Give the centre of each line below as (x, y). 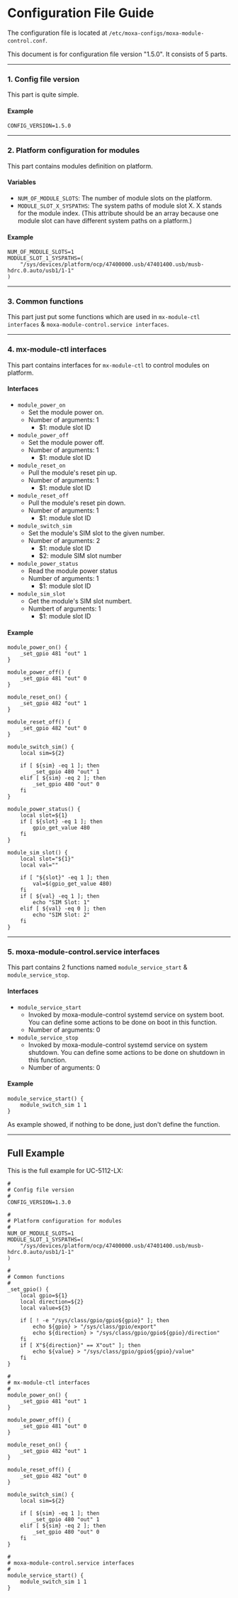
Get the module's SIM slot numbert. (80, 601)
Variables (22, 182)
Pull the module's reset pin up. (73, 472)
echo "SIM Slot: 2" (62, 915)
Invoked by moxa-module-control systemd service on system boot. (126, 1014)
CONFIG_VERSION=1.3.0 (39, 1202)
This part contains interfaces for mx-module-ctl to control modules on (109, 365)
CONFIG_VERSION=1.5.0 (39, 126)
